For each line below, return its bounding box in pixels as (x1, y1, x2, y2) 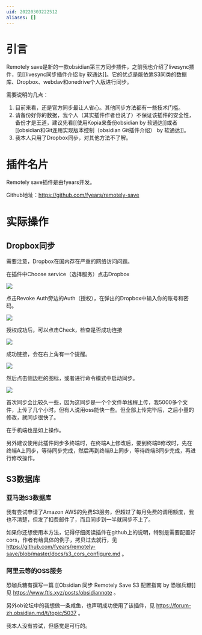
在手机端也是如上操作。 (6, 426, 64, 434)
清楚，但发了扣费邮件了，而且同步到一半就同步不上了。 (16, 516, 154, 523)
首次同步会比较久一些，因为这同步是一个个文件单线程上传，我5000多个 (6, 399, 183, 406)
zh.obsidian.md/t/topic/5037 (6, 610, 77, 617)
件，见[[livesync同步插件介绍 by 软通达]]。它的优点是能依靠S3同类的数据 (6, 71, 188, 78)
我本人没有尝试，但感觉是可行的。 (6, 622, 91, 630)
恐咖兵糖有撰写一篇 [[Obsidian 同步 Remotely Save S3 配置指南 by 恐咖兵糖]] (6, 581, 196, 589)
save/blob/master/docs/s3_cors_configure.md (6, 550, 121, 558)
